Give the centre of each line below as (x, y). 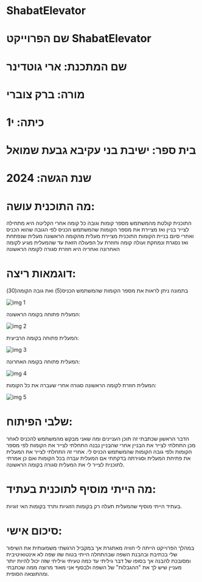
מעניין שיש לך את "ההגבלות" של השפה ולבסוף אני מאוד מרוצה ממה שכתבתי (94, 567)
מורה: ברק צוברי (46, 94)
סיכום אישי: (34, 531)
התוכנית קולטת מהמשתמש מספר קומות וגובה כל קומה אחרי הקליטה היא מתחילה (99, 223)
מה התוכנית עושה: (51, 206)
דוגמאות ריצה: (41, 274)
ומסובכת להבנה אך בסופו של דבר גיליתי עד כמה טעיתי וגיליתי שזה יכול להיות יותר (99, 561)
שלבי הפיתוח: (40, 422)
